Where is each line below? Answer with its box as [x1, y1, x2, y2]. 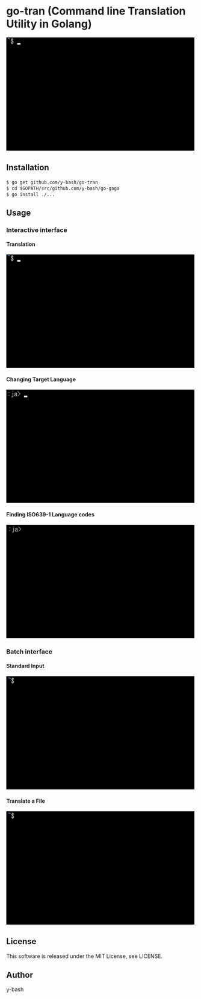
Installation [6, 162, 49, 173]
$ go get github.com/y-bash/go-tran [6, 179, 98, 185]
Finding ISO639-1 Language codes [6, 511, 95, 518]
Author [6, 969, 33, 980]
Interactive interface [6, 225, 67, 234]
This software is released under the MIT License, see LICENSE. [6, 952, 163, 960]
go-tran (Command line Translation [6, 4, 186, 18]
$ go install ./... [6, 191, 55, 198]
